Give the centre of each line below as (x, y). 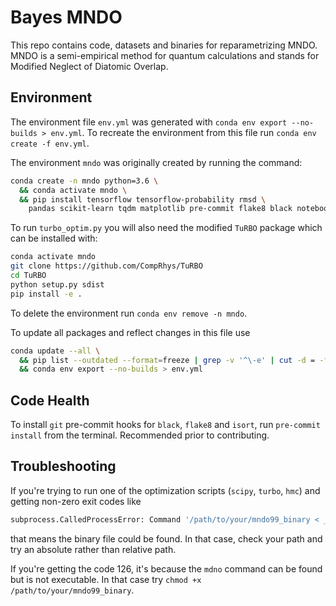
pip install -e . (46, 294)
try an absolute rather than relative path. (93, 549)
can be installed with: (54, 238)
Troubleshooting (63, 466)
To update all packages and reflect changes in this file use (130, 332)
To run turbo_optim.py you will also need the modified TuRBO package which (166, 228)
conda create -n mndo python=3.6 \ (84, 181)
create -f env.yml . (50, 143)
